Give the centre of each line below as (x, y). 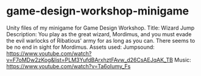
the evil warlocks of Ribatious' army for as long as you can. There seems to (101, 40)
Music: (183, 60)
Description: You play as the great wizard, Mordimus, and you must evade (99, 34)
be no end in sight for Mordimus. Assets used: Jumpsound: (81, 47)
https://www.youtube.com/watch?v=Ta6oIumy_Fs (69, 66)
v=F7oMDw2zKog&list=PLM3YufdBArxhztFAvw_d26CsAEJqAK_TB (90, 60)
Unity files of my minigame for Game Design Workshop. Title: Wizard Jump (100, 28)
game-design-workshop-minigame (98, 11)
